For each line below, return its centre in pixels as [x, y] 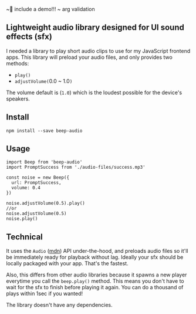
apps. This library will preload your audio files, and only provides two [89, 57]
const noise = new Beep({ [38, 178]
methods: [18, 63]
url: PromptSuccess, [36, 183]
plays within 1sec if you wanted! [45, 293]
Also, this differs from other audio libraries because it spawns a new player [97, 275]
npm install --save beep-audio [44, 131]
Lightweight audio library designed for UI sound [95, 27]
